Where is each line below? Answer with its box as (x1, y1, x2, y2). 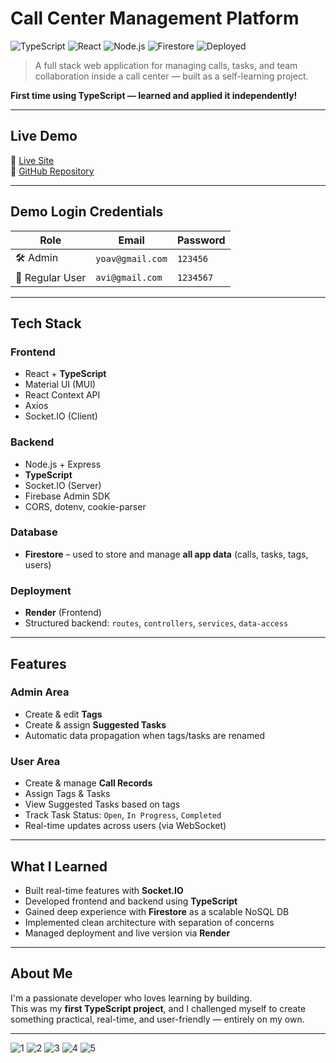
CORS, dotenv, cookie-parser (24, 500, 147, 512)
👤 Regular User (15, 270, 87, 284)
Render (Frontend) (24, 607, 102, 619)
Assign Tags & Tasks (24, 788, 111, 800)
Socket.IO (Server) (24, 479, 102, 491)
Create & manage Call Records (24, 777, 153, 789)
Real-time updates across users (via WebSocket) (24, 820, 227, 832)
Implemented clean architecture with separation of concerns (24, 916, 275, 928)
